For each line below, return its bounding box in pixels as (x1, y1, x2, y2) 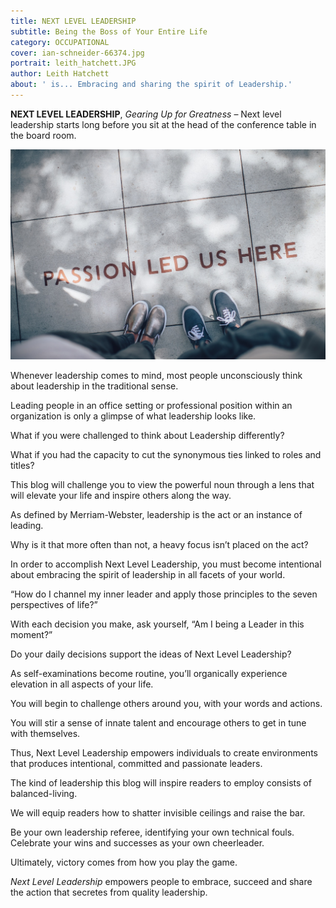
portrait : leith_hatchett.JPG (10, 58, 137, 69)
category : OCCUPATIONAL (10, 37, 110, 47)
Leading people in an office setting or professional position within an (10, 400, 293, 412)
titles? (10, 460, 35, 472)
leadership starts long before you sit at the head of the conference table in (10, 118, 317, 130)
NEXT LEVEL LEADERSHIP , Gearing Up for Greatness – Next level (10, 108, 282, 120)
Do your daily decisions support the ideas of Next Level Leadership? (10, 648, 292, 660)
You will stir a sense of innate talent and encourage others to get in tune (10, 717, 307, 729)
